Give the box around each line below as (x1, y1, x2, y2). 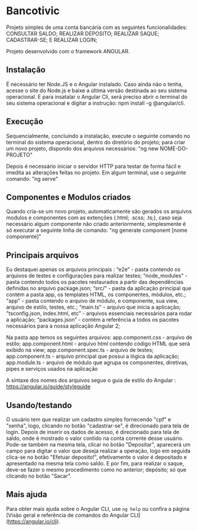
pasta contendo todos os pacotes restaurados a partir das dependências (6, 279, 184, 286)
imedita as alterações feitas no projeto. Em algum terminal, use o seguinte (6, 169, 186, 176)
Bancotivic (6, 4, 60, 18)
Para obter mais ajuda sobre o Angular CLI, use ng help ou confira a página (6, 505, 190, 512)
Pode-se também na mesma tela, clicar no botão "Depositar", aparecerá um (6, 441, 191, 448)
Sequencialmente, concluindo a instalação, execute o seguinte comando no (6, 132, 190, 140)
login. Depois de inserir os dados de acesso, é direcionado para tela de (6, 429, 180, 435)
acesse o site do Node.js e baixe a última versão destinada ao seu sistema (6, 87, 187, 94)
